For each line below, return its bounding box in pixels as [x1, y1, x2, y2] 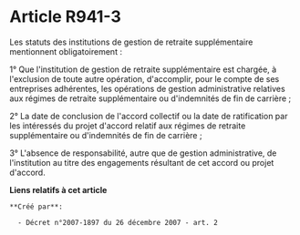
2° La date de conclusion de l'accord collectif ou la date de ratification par [9, 110, 288, 121]
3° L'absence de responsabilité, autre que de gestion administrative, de [9, 148, 277, 158]
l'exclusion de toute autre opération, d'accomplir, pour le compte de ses [9, 73, 280, 84]
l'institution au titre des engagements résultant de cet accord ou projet [9, 157, 274, 168]
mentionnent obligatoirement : [9, 46, 123, 56]
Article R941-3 [9, 6, 121, 27]
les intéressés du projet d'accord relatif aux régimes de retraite [9, 120, 246, 131]
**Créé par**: [9, 202, 64, 211]
